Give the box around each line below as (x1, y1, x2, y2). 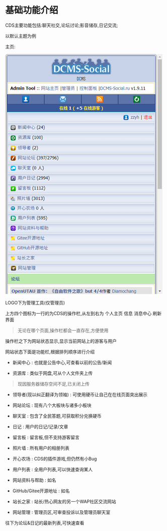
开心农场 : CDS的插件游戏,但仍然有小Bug (12, 456, 97, 462)
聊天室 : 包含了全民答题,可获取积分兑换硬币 (12, 413, 102, 419)
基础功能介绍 (5, 5, 59, 16)
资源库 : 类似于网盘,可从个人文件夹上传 (12, 370, 93, 376)
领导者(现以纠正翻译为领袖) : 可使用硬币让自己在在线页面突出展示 (12, 391, 147, 398)
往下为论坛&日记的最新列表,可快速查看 (5, 519, 85, 526)
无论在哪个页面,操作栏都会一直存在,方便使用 (17, 327, 109, 333)
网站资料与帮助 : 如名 (12, 477, 56, 483)
